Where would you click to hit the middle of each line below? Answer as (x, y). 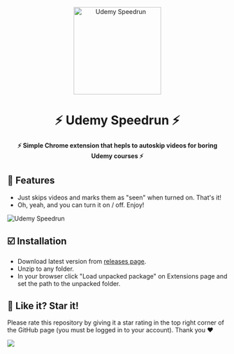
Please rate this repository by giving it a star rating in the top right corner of (116, 323)
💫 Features (31, 181)
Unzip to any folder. (46, 269)
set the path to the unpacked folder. (69, 284)
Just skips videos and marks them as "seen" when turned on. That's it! (119, 197)
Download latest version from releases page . (82, 262)
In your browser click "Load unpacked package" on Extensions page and (122, 276)
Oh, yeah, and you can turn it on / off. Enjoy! (81, 205)
